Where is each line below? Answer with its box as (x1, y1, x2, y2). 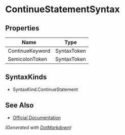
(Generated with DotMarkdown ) (5, 124, 72, 130)
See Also (5, 101, 34, 110)
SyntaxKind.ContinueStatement (12, 86, 78, 92)
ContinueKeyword (8, 47, 51, 54)
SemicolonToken (8, 56, 47, 62)
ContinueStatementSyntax (5, 4, 120, 15)
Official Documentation (12, 114, 61, 120)
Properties (5, 24, 39, 32)
